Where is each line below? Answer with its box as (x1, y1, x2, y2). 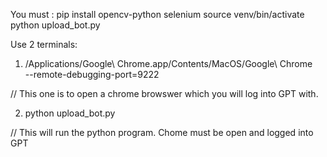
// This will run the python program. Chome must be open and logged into (10, 127, 314, 138)
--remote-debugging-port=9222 (24, 69, 160, 80)
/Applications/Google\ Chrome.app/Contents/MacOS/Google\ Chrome (24, 58, 313, 69)
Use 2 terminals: (10, 39, 78, 50)
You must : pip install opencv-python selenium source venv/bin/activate (10, 9, 305, 20)
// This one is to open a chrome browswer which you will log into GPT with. (10, 88, 319, 99)
